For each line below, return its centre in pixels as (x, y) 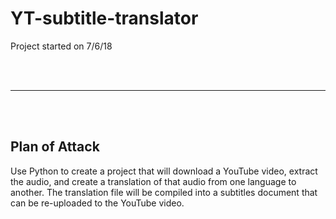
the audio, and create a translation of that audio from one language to (153, 181)
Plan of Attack (55, 147)
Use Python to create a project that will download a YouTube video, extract (164, 171)
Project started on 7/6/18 (61, 46)
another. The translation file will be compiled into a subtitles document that (164, 192)
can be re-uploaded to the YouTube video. (97, 203)
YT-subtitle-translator (104, 18)
